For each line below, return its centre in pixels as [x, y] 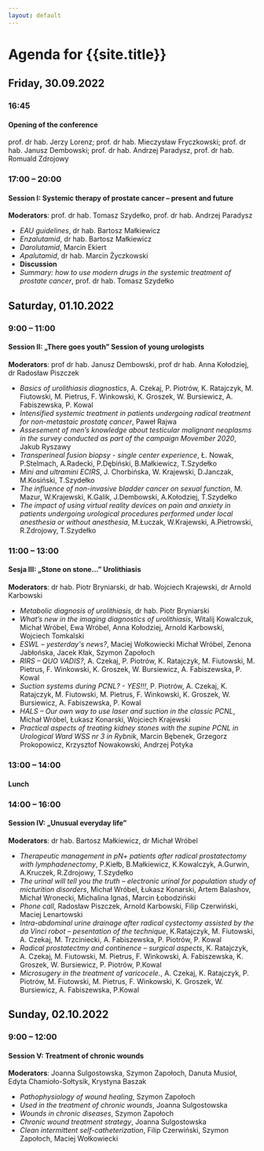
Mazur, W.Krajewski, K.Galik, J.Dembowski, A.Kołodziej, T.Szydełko [128, 496]
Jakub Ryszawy [45, 447]
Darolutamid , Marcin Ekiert [63, 247]
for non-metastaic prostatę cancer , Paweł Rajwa [98, 421]
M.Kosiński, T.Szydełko [57, 480]
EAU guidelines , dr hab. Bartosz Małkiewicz [90, 231]
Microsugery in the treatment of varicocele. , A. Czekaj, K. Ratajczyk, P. [134, 973]
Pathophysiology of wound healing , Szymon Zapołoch [107, 1097]
